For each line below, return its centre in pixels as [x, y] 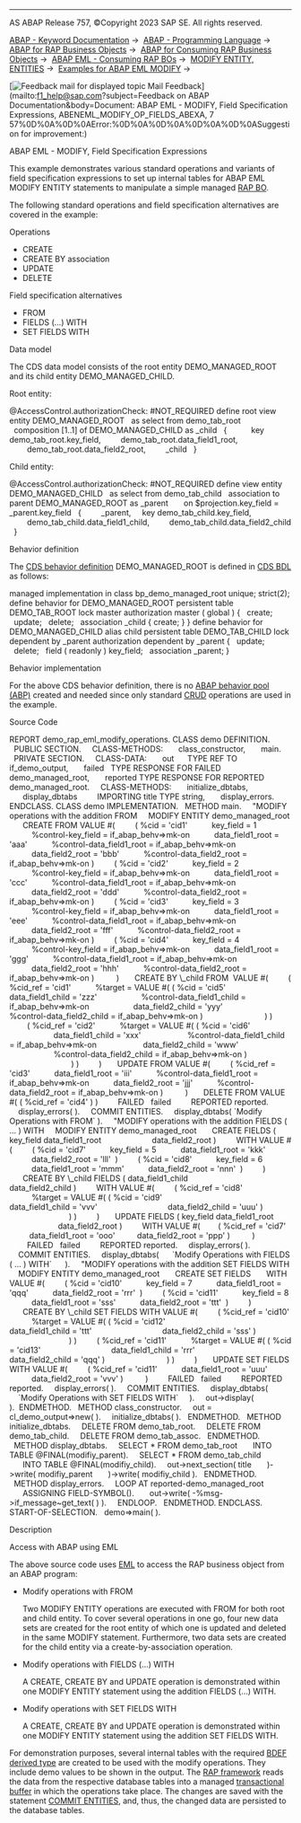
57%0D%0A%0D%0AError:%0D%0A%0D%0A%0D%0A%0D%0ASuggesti [150, 124]
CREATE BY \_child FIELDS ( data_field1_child [105, 1178]
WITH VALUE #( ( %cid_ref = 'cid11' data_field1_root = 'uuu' [138, 1369]
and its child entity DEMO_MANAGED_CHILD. [92, 376]
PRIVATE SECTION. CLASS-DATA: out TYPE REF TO [125, 758]
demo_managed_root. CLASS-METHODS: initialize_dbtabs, [129, 787]
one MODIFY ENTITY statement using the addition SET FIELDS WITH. [150, 1735]
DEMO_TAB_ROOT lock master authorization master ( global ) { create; [141, 612]
